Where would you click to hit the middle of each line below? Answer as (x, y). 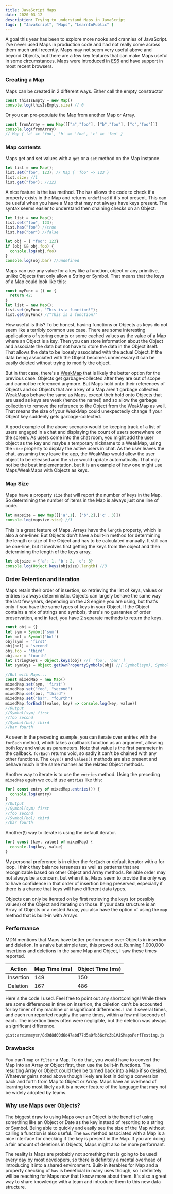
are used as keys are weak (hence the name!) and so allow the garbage (81, 400)
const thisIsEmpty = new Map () (39, 100)
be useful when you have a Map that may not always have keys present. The (86, 203)
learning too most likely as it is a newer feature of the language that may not (86, 1087)
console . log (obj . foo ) (33, 251)
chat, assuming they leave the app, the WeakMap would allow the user (80, 454)
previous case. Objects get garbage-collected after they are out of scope (83, 378)
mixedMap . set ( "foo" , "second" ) (39, 689)
